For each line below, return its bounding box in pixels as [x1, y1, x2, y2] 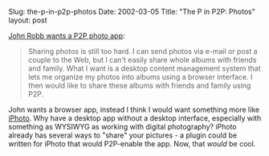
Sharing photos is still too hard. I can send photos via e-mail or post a [27, 47, 259, 55]
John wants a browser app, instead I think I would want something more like [8, 105, 259, 114]
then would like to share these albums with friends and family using [27, 80, 251, 90]
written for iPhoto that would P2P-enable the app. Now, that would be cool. [8, 139, 256, 148]
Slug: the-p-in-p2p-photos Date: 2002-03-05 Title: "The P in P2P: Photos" [8, 7, 255, 16]
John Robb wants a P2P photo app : [8, 31, 125, 40]
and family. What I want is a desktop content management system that [27, 64, 261, 73]
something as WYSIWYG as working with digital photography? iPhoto [8, 122, 237, 131]
